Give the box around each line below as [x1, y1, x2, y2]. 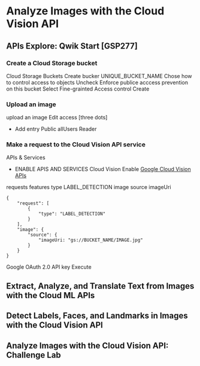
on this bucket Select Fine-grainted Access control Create [6, 85, 150, 92]
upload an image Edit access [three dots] [6, 114, 108, 121]
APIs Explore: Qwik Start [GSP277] [6, 41, 138, 51]
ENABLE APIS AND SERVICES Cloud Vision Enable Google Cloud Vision [14, 166, 191, 173]
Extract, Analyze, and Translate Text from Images [6, 281, 195, 291]
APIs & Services [6, 154, 46, 161]
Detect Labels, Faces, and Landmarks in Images [6, 311, 188, 321]
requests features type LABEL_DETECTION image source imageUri [6, 184, 172, 191]
